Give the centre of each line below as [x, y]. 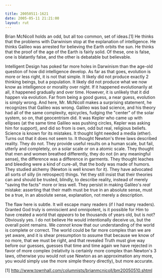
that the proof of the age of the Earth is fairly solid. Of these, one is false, [78, 52]
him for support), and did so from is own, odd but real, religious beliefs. [76, 128]
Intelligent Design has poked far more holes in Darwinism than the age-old [79, 66]
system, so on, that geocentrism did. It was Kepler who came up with [74, 118]
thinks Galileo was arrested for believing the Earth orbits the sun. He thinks [80, 47]
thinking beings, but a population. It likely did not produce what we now [76, 82]
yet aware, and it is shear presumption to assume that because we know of [80, 235]
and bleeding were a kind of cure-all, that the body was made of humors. [78, 164]
